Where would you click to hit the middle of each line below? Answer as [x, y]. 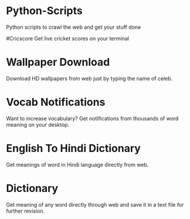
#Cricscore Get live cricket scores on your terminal [67, 38]
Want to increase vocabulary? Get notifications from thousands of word [92, 118]
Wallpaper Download [58, 62]
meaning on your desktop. [38, 124]
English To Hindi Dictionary [73, 149]
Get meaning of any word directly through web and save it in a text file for [95, 204]
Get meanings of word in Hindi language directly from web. [77, 164]
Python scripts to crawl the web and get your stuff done [74, 27]
